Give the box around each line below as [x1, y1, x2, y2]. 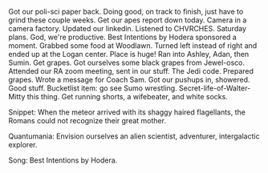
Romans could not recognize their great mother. [8, 116, 167, 125]
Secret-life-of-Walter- [179, 83, 251, 93]
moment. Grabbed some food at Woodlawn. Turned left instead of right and [8, 41, 258, 50]
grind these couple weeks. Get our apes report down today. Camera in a [8, 15, 247, 25]
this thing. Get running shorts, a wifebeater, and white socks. [26, 92, 229, 101]
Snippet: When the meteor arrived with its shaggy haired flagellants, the [8, 107, 246, 117]
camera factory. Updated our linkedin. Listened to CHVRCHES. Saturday [8, 24, 247, 33]
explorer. [8, 140, 38, 149]
